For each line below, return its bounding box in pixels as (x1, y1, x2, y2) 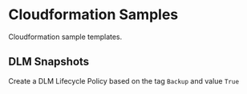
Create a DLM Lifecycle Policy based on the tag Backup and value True (8, 76, 239, 85)
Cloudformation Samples (8, 6, 179, 24)
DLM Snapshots (8, 55, 90, 69)
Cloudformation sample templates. (8, 32, 123, 41)
